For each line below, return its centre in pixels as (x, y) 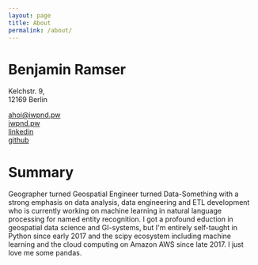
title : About (30, 23)
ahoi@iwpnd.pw (34, 115)
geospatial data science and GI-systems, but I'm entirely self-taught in (123, 228)
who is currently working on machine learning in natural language (115, 211)
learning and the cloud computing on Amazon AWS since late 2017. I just (126, 244)
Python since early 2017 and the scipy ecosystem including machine (120, 236)
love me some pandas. (45, 253)
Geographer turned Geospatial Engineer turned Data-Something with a (123, 194)
